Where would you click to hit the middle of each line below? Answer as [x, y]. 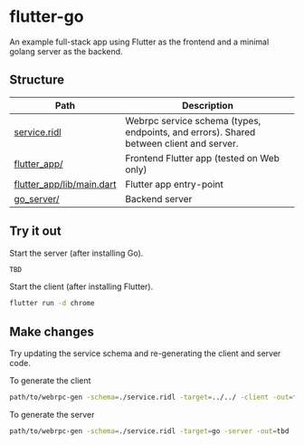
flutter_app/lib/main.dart [65, 184]
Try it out [35, 232]
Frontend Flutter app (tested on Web [203, 158]
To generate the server [52, 415]
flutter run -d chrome [52, 304]
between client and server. [182, 143]
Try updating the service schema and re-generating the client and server [145, 353]
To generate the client [50, 381]
